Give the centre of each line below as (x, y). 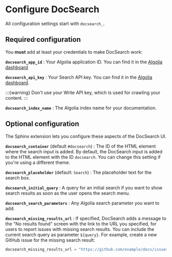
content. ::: (17, 98)
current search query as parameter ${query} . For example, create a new (81, 235)
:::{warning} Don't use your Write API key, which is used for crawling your (83, 92)
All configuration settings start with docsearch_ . (55, 24)
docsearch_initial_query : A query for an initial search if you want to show (84, 188)
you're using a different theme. (38, 162)
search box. (18, 178)
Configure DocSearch (52, 9)
